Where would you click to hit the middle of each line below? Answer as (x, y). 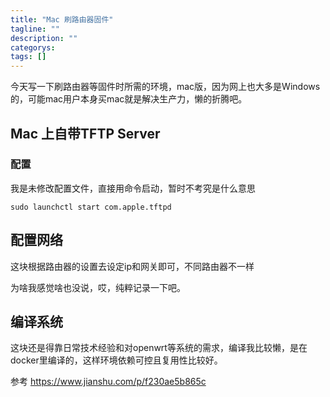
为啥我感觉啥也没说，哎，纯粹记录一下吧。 (98, 287)
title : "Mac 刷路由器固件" (62, 19)
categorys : (33, 47)
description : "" (44, 38)
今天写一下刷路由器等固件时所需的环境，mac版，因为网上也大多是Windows (165, 87)
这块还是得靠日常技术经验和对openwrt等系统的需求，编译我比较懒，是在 (159, 348)
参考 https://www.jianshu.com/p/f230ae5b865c (108, 382)
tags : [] (28, 57)
